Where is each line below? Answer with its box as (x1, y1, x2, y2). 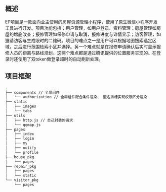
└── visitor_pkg (5, 178, 39, 183)
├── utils (5, 113, 26, 118)
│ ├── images (5, 104, 37, 109)
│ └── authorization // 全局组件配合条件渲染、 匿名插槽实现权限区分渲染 (5, 95, 147, 100)
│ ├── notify (5, 145, 37, 150)
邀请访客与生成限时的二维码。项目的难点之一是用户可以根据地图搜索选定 (5, 37, 152, 43)
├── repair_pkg (5, 164, 37, 169)
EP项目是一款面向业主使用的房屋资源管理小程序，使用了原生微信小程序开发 (5, 19, 158, 25)
